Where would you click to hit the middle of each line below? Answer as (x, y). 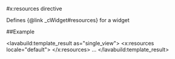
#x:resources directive (34, 9)
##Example (21, 32)
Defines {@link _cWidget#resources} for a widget (68, 20)
